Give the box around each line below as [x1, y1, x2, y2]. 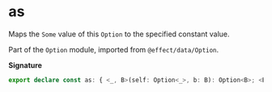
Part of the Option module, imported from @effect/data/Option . [8, 44, 219, 54]
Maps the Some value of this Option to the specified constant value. [8, 29, 230, 39]
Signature [8, 60, 43, 70]
